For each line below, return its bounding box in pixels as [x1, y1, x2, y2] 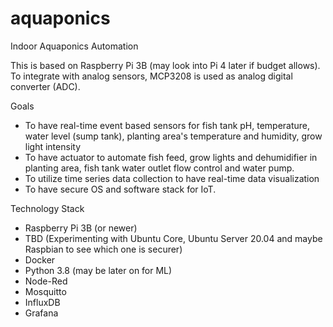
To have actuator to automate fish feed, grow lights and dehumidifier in [24, 151, 318, 163]
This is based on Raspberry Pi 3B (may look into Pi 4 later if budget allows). [10, 59, 321, 71]
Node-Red [24, 275, 68, 287]
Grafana [24, 307, 59, 319]
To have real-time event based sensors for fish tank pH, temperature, [24, 119, 311, 131]
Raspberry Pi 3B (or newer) [24, 222, 138, 234]
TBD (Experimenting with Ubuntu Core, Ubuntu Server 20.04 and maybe [24, 232, 323, 244]
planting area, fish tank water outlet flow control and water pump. [24, 162, 295, 174]
